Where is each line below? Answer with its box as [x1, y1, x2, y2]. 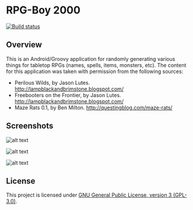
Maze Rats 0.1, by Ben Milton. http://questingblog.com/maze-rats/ [14, 104, 173, 111]
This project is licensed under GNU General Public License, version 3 [6, 191, 172, 199]
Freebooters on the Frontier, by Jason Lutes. [14, 91, 121, 98]
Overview [6, 40, 43, 50]
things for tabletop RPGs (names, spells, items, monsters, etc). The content [6, 61, 187, 68]
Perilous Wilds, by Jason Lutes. [14, 79, 90, 86]
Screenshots [6, 121, 54, 131]
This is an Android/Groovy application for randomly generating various [6, 55, 176, 62]
